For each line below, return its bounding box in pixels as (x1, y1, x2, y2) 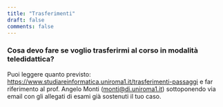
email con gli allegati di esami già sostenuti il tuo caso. (7, 92, 162, 100)
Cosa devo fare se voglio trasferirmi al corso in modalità (7, 46, 198, 55)
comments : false (7, 23, 54, 30)
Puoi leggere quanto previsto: (7, 70, 91, 78)
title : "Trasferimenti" (7, 10, 76, 17)
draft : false (7, 17, 45, 23)
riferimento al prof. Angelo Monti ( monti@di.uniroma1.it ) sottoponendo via (7, 84, 216, 93)
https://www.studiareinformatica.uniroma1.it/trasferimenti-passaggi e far (7, 77, 213, 86)
